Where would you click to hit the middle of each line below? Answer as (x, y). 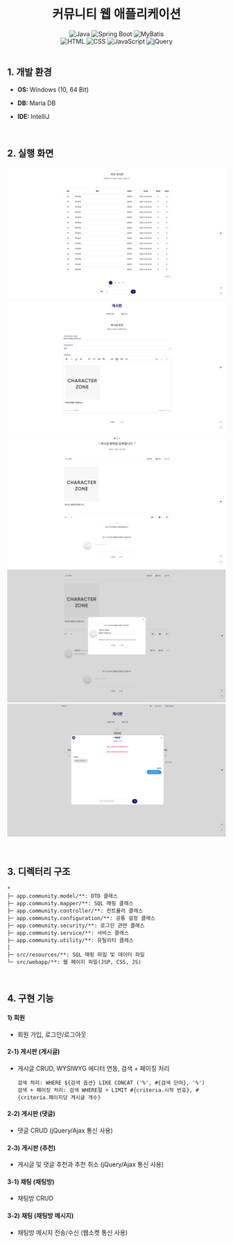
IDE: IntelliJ (33, 116)
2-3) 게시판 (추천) (32, 1148)
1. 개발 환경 (29, 73)
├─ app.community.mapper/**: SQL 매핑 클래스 (70, 904)
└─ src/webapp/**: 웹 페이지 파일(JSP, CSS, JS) (75, 962)
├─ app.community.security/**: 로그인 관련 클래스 (76, 926)
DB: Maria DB (36, 103)
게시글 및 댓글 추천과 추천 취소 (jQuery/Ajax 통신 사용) (90, 1164)
